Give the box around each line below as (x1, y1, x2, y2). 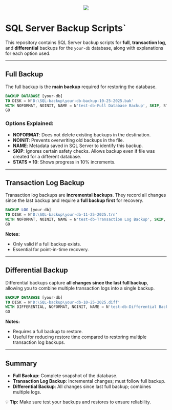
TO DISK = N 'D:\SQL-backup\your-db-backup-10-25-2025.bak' (5, 98, 134, 104)
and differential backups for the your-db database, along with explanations (5, 45, 164, 51)
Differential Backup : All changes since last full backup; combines (12, 383, 152, 389)
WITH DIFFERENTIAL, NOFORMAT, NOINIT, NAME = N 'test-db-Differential (5, 304, 157, 310)
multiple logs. (12, 388, 41, 395)
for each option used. (5, 50, 51, 56)
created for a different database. (12, 153, 81, 159)
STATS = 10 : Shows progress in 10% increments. (12, 159, 116, 165)
